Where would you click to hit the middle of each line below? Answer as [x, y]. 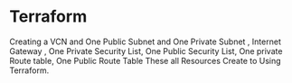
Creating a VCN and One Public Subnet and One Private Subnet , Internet [146, 41]
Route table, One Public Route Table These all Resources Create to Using [146, 60]
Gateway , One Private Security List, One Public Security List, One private [146, 51]
